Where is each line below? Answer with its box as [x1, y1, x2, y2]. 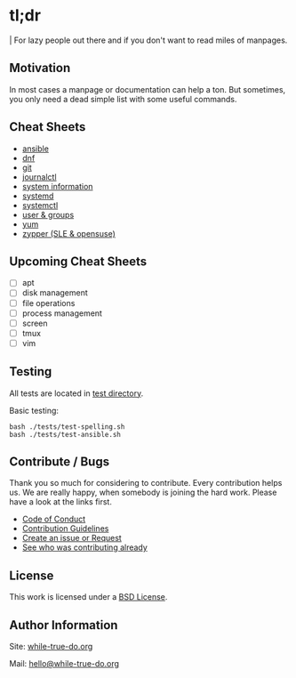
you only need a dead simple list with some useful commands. [9, 93, 237, 104]
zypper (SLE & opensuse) [21, 228, 116, 238]
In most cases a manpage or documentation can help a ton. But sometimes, [9, 84, 286, 94]
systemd [21, 190, 54, 201]
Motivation [9, 61, 71, 76]
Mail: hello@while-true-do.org [9, 658, 120, 669]
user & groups [21, 209, 75, 220]
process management [21, 308, 102, 319]
